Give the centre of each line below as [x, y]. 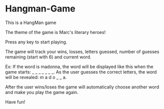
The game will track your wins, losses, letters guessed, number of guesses [82, 51]
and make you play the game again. [42, 92]
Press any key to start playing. [36, 42]
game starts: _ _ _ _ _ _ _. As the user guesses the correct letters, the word [81, 72]
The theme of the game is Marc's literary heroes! [55, 32]
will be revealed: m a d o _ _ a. [36, 77]
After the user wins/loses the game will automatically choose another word [82, 87]
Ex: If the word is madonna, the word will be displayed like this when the [79, 66]
